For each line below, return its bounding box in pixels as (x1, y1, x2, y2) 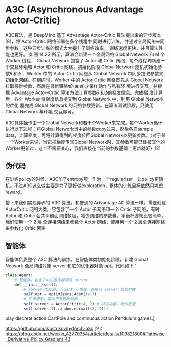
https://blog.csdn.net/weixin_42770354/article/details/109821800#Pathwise (5, 331, 165, 337)
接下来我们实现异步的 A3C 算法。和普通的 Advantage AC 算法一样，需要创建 (5, 199, 166, 205)
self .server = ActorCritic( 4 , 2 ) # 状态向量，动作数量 (23, 301, 136, 306)
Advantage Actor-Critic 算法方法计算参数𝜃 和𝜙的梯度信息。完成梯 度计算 (11, 89, 163, 96)
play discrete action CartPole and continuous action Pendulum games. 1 (5, 315, 155, 321)
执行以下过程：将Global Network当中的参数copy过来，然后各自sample (5, 126, 153, 132)
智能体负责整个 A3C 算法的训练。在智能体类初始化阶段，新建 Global (5, 256, 148, 262)
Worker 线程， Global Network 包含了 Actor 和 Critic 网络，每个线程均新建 (5, 57, 161, 63)
